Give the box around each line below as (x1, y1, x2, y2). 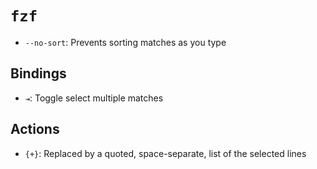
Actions (10, 121, 60, 138)
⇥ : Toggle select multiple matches (24, 92, 164, 104)
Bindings (10, 65, 67, 82)
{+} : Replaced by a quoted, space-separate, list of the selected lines (24, 147, 307, 159)
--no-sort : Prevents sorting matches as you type (24, 36, 227, 48)
